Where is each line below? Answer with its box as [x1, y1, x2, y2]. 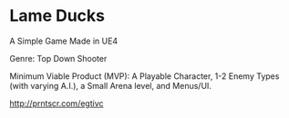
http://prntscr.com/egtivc [9, 97, 104, 109]
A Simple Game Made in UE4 [9, 35, 119, 46]
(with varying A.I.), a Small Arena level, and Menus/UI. [9, 80, 212, 91]
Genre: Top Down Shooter [9, 53, 108, 64]
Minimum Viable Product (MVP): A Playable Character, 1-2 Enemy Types [9, 70, 280, 82]
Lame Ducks [9, 5, 106, 26]
